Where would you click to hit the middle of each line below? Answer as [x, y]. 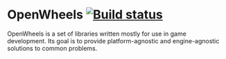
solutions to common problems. [52, 48]
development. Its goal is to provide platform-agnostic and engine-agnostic [113, 40]
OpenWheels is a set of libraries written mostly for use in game [97, 34]
